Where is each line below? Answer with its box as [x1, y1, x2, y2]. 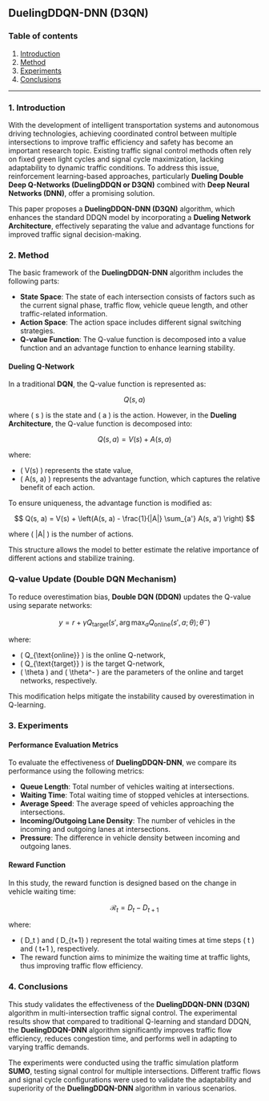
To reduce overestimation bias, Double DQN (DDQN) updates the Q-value [8, 592, 251, 601]
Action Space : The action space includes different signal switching [19, 317, 242, 328]
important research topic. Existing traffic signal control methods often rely [8, 145, 252, 155]
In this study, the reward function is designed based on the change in [8, 878, 237, 887]
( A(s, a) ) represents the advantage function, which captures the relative [19, 474, 260, 484]
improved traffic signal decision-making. [8, 229, 142, 239]
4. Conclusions [8, 981, 68, 993]
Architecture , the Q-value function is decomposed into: [8, 419, 193, 429]
